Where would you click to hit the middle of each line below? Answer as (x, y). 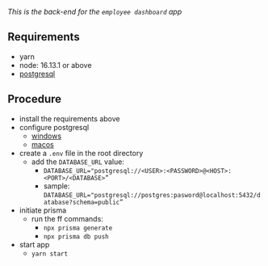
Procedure (35, 99)
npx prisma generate (78, 228)
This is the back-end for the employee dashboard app (95, 12)
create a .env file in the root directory (81, 153)
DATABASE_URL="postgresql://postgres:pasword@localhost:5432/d (152, 195)
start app (34, 244)
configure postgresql (54, 127)
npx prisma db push (76, 236)
